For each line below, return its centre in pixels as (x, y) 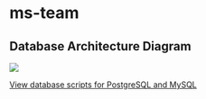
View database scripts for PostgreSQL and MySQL (103, 85)
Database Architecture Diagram (100, 46)
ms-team (44, 13)
